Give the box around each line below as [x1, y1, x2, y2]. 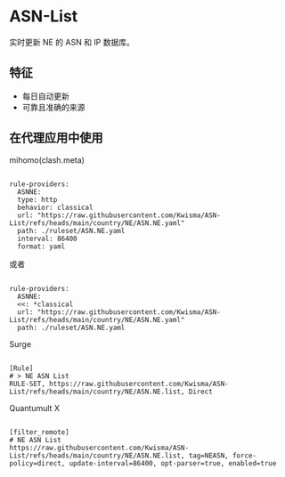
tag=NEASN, [188, 451, 229, 460]
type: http [17, 195, 58, 204]
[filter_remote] [9, 427, 69, 437]
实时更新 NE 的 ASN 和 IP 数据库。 [9, 36, 135, 47]
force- [232, 451, 256, 460]
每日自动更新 [21, 91, 69, 101]
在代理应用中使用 [9, 131, 103, 146]
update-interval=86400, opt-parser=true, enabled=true [69, 458, 277, 468]
